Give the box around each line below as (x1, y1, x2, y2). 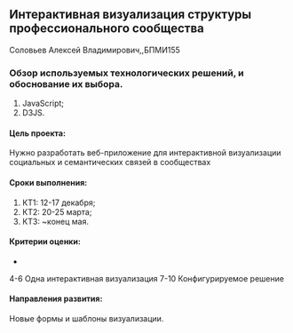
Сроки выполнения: (9, 177, 88, 187)
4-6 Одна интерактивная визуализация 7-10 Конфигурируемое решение (9, 273, 284, 283)
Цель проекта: (9, 128, 67, 139)
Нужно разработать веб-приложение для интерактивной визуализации (9, 147, 281, 158)
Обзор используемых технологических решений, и (9, 67, 244, 79)
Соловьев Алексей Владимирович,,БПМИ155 (9, 44, 180, 55)
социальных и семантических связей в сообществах (9, 157, 211, 168)
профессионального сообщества (9, 21, 204, 36)
